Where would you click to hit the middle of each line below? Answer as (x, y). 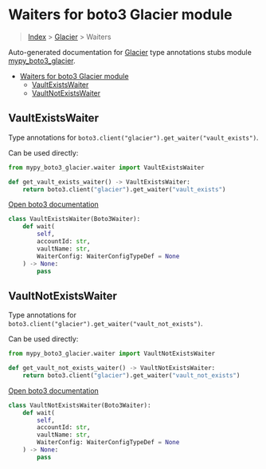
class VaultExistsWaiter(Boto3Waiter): (74, 219)
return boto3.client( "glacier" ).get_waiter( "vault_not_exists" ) (131, 375)
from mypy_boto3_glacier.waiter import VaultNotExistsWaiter (112, 354)
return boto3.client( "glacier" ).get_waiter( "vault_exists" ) (124, 189)
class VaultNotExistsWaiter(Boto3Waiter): (80, 405)
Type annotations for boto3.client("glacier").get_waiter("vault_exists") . (133, 137)
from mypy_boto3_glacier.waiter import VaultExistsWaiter (106, 167)
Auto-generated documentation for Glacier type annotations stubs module (130, 52)
